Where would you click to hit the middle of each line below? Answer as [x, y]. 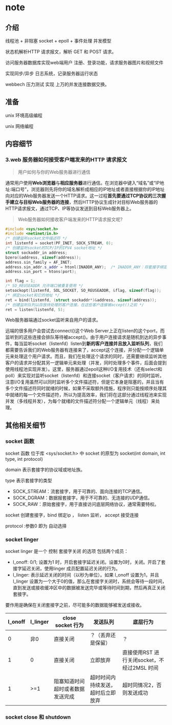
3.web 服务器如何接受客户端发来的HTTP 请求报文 [66, 160]
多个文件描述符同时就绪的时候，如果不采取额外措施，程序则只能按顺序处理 [84, 389]
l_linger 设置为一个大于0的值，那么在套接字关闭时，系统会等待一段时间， [90, 581]
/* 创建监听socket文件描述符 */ [36, 239]
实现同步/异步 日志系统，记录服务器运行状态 [52, 73]
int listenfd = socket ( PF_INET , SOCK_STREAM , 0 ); [59, 243]
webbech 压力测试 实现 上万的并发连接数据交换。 [57, 84]
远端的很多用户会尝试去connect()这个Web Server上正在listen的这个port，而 [85, 331]
